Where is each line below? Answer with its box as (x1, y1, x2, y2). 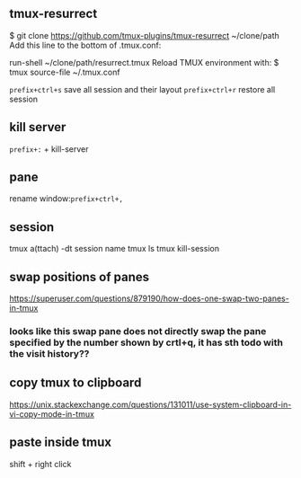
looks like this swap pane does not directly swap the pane (9, 324, 267, 337)
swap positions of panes (9, 269, 150, 285)
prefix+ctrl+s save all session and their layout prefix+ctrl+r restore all (9, 84, 276, 94)
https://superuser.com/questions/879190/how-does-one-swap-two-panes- (9, 293, 289, 304)
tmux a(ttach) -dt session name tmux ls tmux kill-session (9, 243, 220, 254)
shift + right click (9, 458, 72, 469)
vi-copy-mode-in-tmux (9, 408, 94, 420)
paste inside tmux (9, 435, 112, 450)
